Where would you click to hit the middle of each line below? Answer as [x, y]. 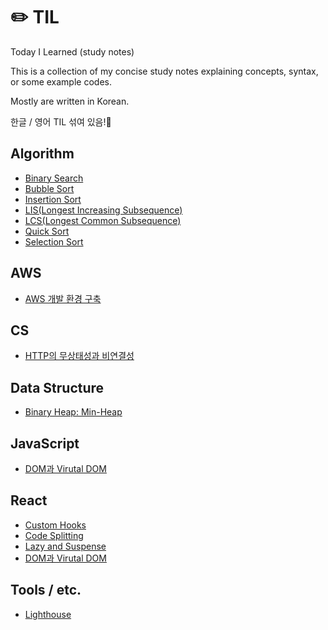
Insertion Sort [53, 199]
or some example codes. [61, 81]
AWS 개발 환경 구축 [63, 298]
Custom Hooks [55, 525]
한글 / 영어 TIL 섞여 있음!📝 [61, 121]
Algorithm [42, 154]
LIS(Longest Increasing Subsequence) [103, 210]
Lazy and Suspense [65, 546]
